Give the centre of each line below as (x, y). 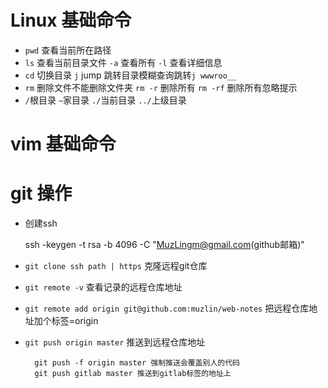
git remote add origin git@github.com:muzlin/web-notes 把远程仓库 (167, 308)
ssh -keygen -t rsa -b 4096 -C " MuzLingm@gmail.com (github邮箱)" (164, 245)
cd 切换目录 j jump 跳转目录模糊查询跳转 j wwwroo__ (130, 75)
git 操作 (41, 193)
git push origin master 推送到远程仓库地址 (115, 342)
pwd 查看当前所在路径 (68, 50)
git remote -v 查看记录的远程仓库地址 (103, 287)
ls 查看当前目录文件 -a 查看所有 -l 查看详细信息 (123, 62)
